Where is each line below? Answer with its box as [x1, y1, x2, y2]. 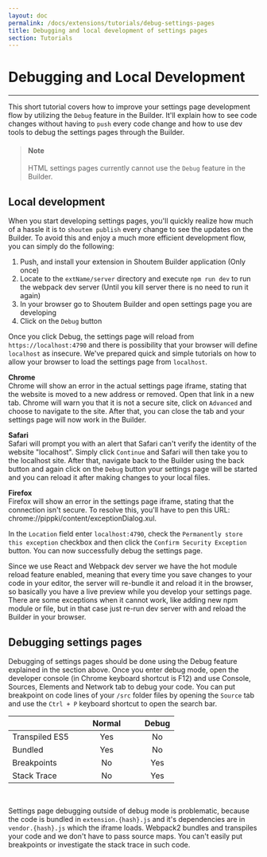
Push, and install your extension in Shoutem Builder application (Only [19, 257, 246, 267]
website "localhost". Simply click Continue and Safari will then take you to [8, 447, 248, 457]
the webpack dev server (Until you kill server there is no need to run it [19, 282, 249, 292]
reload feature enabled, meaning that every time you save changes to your [8, 570, 253, 580]
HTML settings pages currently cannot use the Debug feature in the [27, 163, 246, 173]
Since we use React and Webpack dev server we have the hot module [8, 561, 238, 571]
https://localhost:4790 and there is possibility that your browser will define [8, 340, 258, 350]
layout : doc [8, 11, 48, 20]
